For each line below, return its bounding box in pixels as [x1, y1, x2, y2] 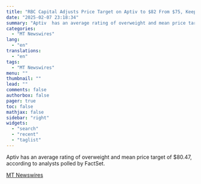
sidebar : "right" [6, 114, 50, 120]
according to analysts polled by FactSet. [6, 159, 105, 167]
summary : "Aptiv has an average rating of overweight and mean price [6, 20, 186, 26]
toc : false [6, 103, 33, 110]
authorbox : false [6, 92, 50, 98]
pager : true [6, 98, 36, 104]
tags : [6, 59, 20, 65]
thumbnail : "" [6, 76, 42, 82]
